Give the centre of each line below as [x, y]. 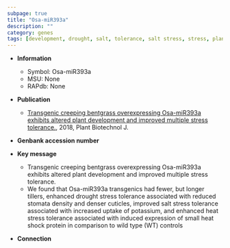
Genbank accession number [58, 140]
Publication [34, 99]
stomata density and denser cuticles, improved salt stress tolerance [123, 203]
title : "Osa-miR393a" [38, 20]
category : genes [30, 33]
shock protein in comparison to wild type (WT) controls [105, 225]
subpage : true [27, 13]
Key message [37, 154]
